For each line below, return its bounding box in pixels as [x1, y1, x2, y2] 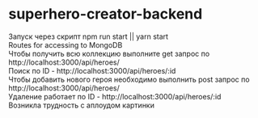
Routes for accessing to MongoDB [8, 40, 123, 49]
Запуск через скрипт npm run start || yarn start [8, 32, 168, 41]
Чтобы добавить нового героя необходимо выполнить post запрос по [8, 74, 250, 84]
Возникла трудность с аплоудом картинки [8, 100, 155, 110]
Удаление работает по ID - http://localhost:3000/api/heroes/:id [8, 91, 222, 101]
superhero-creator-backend [8, 5, 203, 23]
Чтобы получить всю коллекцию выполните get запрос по [8, 48, 210, 58]
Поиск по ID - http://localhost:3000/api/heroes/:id [8, 65, 176, 75]
